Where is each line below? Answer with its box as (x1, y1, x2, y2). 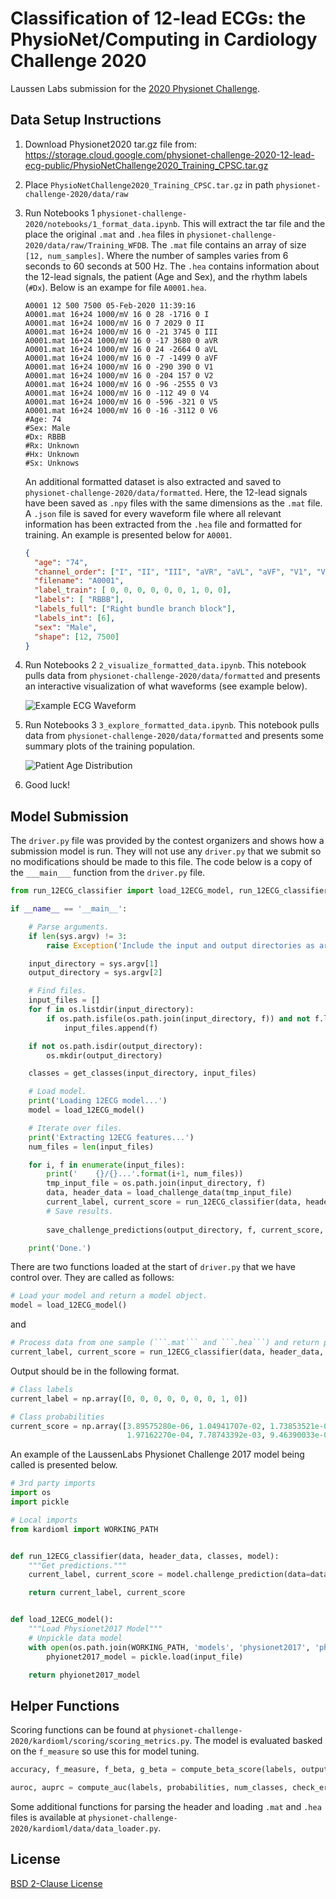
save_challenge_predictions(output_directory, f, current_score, (46, 1225, 325, 1235)
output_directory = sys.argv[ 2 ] (28, 968, 163, 978)
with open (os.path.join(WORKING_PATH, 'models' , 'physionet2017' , (28, 1642, 311, 1652)
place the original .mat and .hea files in (24, 228, 185, 240)
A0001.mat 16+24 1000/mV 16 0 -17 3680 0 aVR (24, 335, 218, 346)
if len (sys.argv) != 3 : (28, 931, 128, 941)
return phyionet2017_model (28, 1670, 141, 1680)
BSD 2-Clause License (10, 1877, 103, 1889)
